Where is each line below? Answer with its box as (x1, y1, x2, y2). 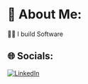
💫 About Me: (7, 6, 82, 23)
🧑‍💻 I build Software (7, 30, 64, 38)
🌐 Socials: (7, 50, 54, 62)
